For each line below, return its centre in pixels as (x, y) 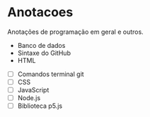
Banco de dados (41, 45)
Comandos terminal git (51, 74)
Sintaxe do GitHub (44, 53)
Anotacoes (40, 12)
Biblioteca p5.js (40, 106)
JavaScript (33, 90)
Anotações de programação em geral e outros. (75, 32)
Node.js (29, 98)
